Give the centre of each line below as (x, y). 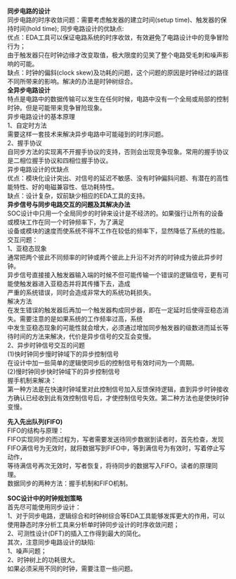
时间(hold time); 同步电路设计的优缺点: (68, 28)
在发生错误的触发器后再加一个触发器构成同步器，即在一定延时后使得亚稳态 (115, 310)
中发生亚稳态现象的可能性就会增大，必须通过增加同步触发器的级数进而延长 (115, 327)
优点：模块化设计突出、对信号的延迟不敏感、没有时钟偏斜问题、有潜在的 (112, 178)
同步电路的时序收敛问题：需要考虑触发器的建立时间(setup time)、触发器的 (114, 20)
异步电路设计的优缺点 (38, 169)
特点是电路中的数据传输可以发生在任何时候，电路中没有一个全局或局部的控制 (118, 99)
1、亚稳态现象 (27, 248)
